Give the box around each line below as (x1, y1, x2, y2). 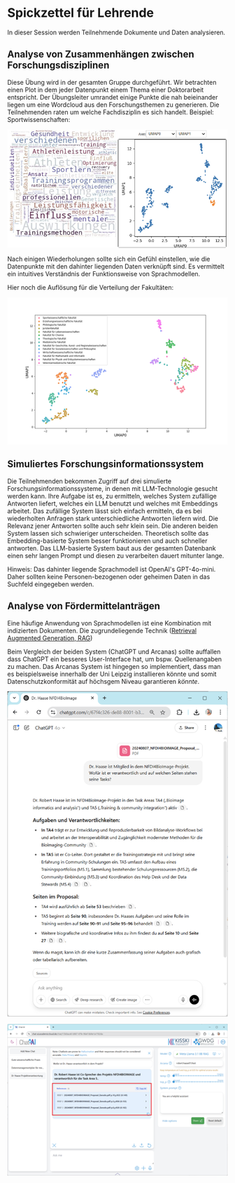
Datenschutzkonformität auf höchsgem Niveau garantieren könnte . (7, 677, 200, 685)
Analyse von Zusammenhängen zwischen (7, 48, 194, 60)
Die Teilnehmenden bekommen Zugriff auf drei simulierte (7, 477, 172, 485)
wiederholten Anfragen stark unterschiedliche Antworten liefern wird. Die (7, 514, 219, 522)
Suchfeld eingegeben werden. (7, 580, 94, 588)
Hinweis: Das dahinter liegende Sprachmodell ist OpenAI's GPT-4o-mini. (7, 565, 216, 573)
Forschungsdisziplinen (7, 60, 110, 72)
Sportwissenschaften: (7, 115, 71, 123)
